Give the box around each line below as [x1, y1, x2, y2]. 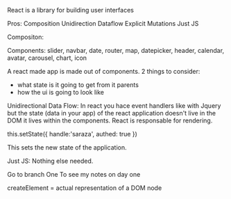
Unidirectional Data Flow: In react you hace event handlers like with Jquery [7, 102, 221, 110]
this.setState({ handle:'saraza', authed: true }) [7, 130, 137, 138]
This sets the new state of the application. [7, 143, 127, 152]
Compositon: [7, 33, 44, 41]
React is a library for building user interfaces [7, 6, 134, 14]
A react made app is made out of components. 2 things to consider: [7, 67, 200, 75]
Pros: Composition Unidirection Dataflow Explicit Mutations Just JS [7, 19, 199, 27]
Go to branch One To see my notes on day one [7, 170, 141, 178]
